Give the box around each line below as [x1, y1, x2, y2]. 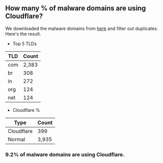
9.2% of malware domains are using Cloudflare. [5, 151, 125, 158]
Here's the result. [5, 30, 41, 37]
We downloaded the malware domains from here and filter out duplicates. [5, 25, 158, 31]
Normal [8, 136, 25, 143]
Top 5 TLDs [12, 40, 37, 47]
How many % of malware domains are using [5, 4, 146, 13]
